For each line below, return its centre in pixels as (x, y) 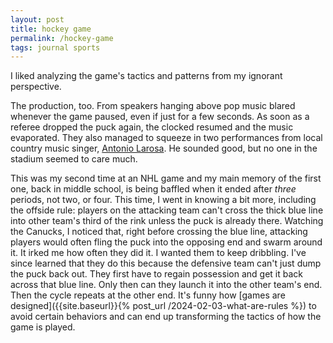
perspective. (36, 87)
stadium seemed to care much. (74, 159)
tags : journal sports (55, 47)
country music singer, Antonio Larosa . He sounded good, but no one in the (164, 148)
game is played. (43, 327)
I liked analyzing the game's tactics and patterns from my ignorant (146, 76)
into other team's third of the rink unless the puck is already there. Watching (167, 221)
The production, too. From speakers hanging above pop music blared (153, 106)
